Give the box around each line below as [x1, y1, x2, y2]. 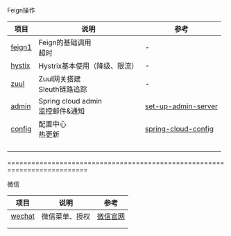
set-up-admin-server [144, 101, 219, 111]
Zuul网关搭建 [38, 74, 81, 83]
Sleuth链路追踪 [38, 85, 87, 94]
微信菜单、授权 [41, 212, 90, 221]
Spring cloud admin [38, 96, 103, 106]
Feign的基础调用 [38, 37, 92, 47]
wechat [10, 211, 35, 221]
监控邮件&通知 [38, 106, 85, 116]
